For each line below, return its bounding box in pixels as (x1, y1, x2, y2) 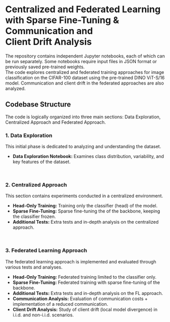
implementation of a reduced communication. (12, 301, 108, 307)
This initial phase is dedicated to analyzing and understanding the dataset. (5, 144, 161, 150)
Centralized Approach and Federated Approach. (5, 119, 106, 125)
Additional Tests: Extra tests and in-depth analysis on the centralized (12, 219, 159, 225)
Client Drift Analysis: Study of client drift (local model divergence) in (12, 306, 158, 312)
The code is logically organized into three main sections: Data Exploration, (5, 114, 161, 120)
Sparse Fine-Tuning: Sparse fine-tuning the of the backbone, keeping (12, 208, 160, 214)
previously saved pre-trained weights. (5, 64, 85, 70)
